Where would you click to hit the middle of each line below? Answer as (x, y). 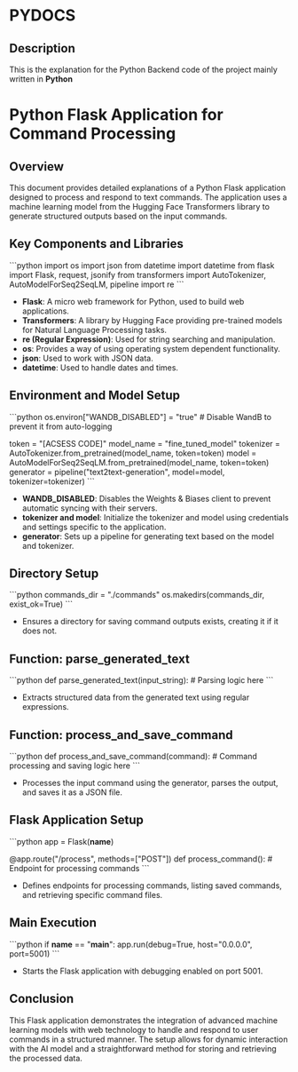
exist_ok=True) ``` (41, 604)
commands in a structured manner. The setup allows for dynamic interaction (149, 1039)
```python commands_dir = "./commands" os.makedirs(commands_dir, (137, 595)
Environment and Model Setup (94, 396)
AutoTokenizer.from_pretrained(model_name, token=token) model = (133, 453)
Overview (37, 167)
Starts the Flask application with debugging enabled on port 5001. (142, 971)
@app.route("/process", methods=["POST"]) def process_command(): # (141, 859)
